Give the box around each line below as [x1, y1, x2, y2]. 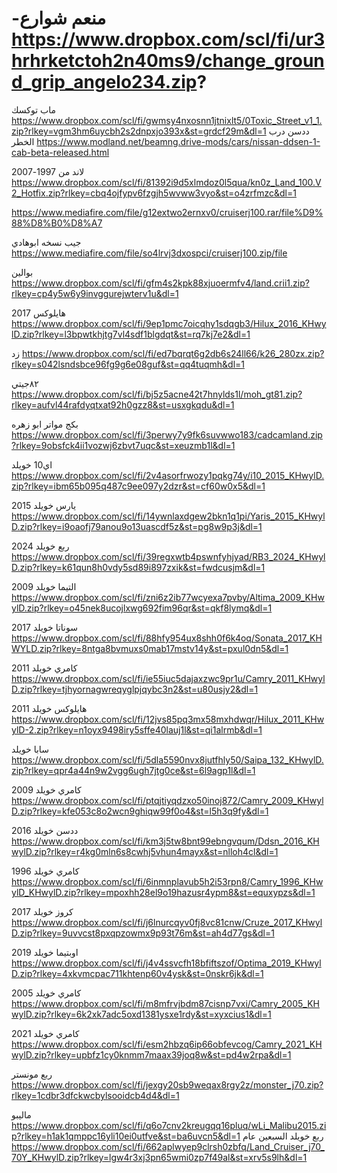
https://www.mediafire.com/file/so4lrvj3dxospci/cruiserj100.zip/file [11, 247, 288, 259]
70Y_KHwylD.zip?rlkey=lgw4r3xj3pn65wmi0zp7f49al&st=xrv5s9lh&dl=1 [11, 1151, 308, 1163]
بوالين [11, 266, 34, 278]
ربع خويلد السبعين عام [242, 1130, 324, 1142]
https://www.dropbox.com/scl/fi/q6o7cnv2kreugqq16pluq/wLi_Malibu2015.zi [11, 1119, 327, 1131]
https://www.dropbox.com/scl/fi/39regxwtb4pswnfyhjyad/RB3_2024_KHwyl [11, 550, 326, 562]
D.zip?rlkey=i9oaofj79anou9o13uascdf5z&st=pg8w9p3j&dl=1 [11, 520, 263, 532]
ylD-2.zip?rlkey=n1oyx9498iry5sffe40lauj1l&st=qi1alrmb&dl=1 [11, 723, 263, 736]
